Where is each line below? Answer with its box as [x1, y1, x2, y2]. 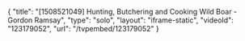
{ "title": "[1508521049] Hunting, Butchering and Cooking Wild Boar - [7, 7, 238, 16]
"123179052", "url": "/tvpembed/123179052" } [7, 24, 159, 33]
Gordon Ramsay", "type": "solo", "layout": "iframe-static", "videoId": [7, 15, 234, 25]
